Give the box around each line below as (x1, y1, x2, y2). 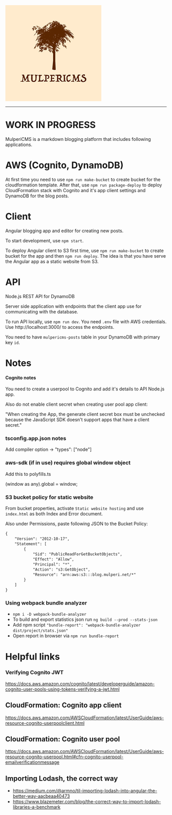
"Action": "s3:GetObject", (32, 567, 91, 572)
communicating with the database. (5, 308, 78, 315)
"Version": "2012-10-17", (14, 536, 70, 541)
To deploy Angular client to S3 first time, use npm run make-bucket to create (5, 247, 164, 254)
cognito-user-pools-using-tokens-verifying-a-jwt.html (5, 686, 120, 692)
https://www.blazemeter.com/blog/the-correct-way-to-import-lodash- (12, 799, 161, 805)
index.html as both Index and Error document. (5, 511, 103, 517)
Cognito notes (5, 374, 36, 381)
